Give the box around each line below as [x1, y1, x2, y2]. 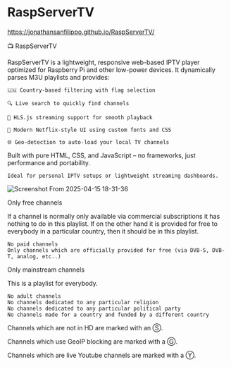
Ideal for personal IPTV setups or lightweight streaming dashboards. [7, 172, 219, 179]
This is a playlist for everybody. [7, 279, 99, 287]
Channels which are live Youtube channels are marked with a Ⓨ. [7, 351, 196, 359]
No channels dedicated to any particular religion [7, 299, 159, 306]
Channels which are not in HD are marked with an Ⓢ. [7, 323, 163, 332]
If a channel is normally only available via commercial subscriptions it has [7, 212, 220, 220]
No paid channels [7, 241, 58, 248]
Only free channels [7, 198, 63, 207]
